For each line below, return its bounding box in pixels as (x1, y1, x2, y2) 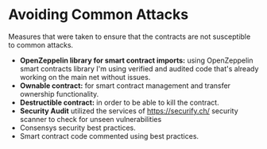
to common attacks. (8, 40, 74, 49)
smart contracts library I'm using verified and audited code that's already (19, 63, 259, 73)
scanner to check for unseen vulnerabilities (19, 114, 162, 124)
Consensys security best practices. (19, 123, 137, 132)
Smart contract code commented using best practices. (19, 131, 199, 140)
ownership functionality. (19, 89, 99, 98)
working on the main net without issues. (19, 72, 151, 82)
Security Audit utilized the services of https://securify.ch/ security (19, 105, 238, 116)
